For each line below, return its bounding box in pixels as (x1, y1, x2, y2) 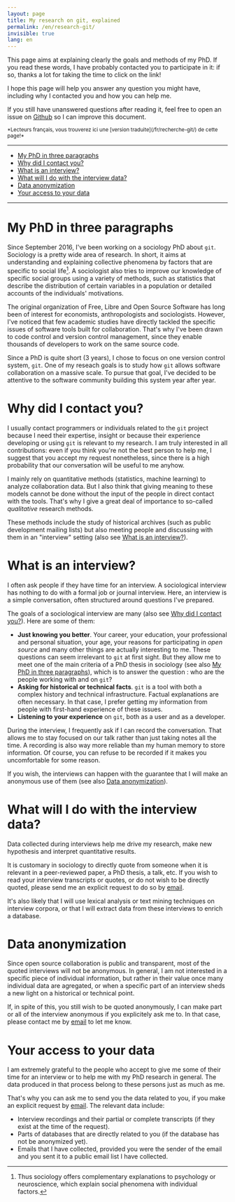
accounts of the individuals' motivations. (7, 289, 124, 297)
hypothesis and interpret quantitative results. (7, 847, 136, 855)
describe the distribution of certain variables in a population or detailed (7, 282, 212, 290)
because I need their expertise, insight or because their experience (7, 431, 201, 440)
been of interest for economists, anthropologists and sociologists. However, (7, 310, 225, 318)
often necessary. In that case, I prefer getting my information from (17, 697, 208, 706)
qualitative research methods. (7, 504, 94, 513)
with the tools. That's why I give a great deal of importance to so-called (7, 496, 213, 506)
